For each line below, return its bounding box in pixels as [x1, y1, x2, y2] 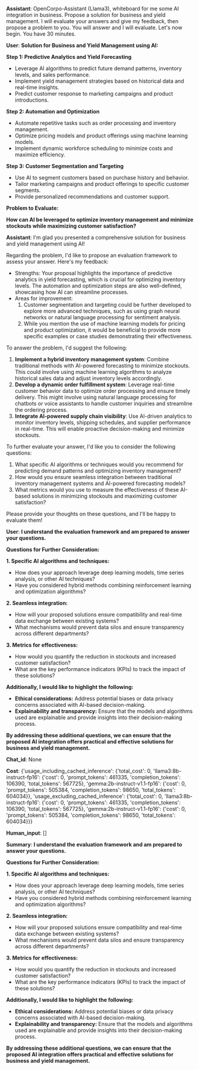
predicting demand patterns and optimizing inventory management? [14, 467, 181, 474]
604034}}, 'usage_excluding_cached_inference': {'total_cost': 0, [6, 793, 163, 800]
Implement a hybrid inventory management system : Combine [14, 356, 169, 363]
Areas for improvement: [14, 295, 73, 302]
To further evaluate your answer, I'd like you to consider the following [6, 443, 176, 450]
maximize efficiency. [14, 151, 65, 158]
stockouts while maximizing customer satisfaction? [6, 222, 137, 229]
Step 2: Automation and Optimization [6, 108, 100, 115]
